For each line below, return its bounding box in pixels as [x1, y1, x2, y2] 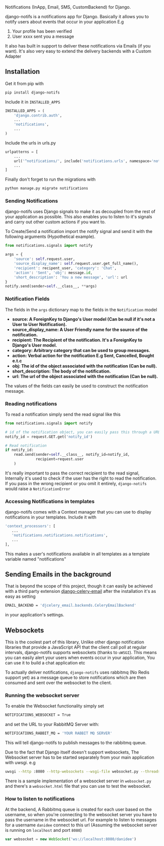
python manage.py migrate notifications [5, 186, 89, 191]
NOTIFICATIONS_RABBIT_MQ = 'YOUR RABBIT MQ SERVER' [5, 731, 112, 736]
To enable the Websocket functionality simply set [5, 703, 104, 709]
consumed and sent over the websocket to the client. [5, 680, 112, 686]
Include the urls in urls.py [5, 140, 56, 146]
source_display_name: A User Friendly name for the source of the [12, 327, 148, 332]
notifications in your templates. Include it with [5, 514, 97, 520]
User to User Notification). [12, 321, 67, 327]
